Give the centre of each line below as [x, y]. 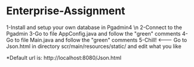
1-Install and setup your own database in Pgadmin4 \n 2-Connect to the [94, 27]
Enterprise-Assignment [66, 11]
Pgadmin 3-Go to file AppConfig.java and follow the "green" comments [93, 33]
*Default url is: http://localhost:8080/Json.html [64, 58]
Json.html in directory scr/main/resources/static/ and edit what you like [94, 46]
